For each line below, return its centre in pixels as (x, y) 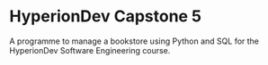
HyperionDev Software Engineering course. (90, 50)
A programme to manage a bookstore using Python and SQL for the (134, 41)
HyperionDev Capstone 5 (106, 16)
